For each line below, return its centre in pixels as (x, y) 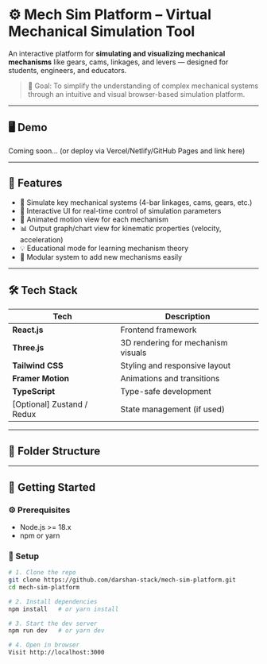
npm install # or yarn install (64, 609)
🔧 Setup (24, 556)
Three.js (28, 348)
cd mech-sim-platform (44, 587)
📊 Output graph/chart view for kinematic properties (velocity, (120, 228)
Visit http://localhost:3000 (56, 653)
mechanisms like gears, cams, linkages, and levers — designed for (118, 62)
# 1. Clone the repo (43, 573)
